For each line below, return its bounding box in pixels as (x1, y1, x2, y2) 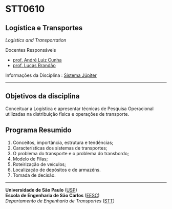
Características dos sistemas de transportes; (12, 144, 107, 151)
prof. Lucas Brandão (12, 62, 56, 68)
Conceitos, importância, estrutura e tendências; (12, 139, 114, 145)
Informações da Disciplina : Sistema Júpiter (5, 72, 97, 78)
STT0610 (5, 3, 45, 15)
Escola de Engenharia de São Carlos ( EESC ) (5, 192, 100, 198)
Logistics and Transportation (5, 37, 67, 43)
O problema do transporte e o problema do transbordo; (12, 150, 130, 156)
